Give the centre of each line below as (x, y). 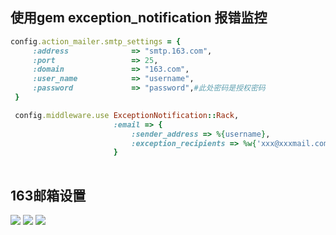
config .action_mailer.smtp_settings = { (96, 41)
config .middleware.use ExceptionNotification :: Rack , (127, 115)
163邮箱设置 (48, 195)
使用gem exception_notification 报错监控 (139, 18)
